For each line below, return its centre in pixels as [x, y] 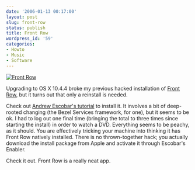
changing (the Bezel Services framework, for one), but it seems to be [106, 112]
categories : [20, 44]
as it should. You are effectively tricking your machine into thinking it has [93, 131]
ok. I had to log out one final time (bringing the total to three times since [92, 118]
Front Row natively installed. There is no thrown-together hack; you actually [97, 137]
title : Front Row [27, 33]
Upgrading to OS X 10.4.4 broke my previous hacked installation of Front [93, 88]
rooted [14, 112]
